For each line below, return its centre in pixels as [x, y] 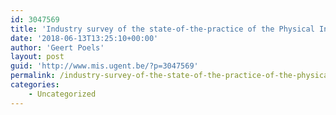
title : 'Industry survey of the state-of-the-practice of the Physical [162, 29]
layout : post [37, 57]
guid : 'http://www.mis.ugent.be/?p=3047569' [104, 66]
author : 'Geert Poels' [57, 47]
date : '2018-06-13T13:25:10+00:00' [84, 38]
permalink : [33, 76]
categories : [35, 85]
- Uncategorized [62, 94]
